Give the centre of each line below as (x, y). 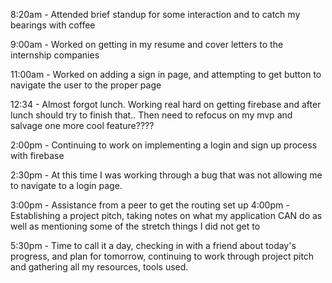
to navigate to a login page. (66, 185)
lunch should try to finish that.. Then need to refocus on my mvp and (151, 115)
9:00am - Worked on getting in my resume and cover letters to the (147, 44)
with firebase (37, 155)
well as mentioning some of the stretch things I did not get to (135, 226)
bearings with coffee (53, 25)
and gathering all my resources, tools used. (99, 267)
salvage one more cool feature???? (82, 125)
